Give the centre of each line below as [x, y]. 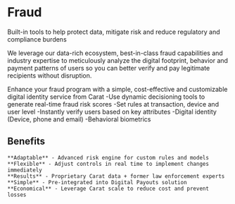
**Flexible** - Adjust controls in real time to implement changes [108, 164]
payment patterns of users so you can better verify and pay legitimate [109, 68]
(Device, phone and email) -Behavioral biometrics [79, 119]
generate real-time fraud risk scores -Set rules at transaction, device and [113, 104]
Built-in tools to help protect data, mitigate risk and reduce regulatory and [114, 32]
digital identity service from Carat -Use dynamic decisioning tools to [106, 97]
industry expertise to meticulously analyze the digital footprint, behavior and [118, 60]
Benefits [26, 142]
